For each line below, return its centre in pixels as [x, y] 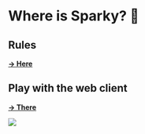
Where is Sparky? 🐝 [74, 16]
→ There [22, 107]
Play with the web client [68, 88]
